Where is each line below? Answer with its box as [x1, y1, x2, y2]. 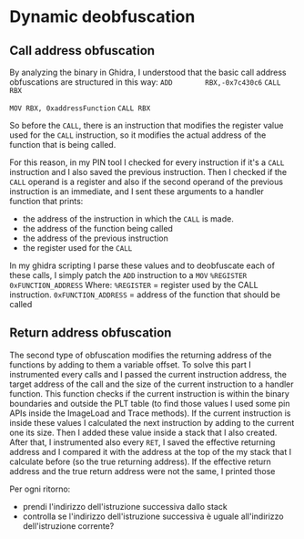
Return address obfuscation [9, 326, 172, 341]
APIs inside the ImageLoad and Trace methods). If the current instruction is [9, 408, 291, 419]
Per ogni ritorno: [9, 483, 71, 494]
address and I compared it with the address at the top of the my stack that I [9, 446, 292, 457]
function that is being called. [9, 140, 117, 150]
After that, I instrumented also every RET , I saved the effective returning [9, 436, 276, 448]
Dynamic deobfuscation [9, 6, 196, 27]
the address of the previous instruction [22, 233, 168, 244]
